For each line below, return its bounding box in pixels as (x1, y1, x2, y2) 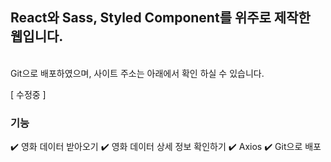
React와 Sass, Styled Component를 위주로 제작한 (10, 9, 311, 27)
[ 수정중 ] (10, 88, 47, 100)
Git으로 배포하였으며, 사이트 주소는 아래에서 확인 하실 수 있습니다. (10, 67, 265, 79)
